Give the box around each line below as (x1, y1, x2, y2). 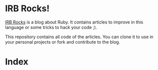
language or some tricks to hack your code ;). (5, 24, 97, 30)
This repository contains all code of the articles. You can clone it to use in (5, 34, 154, 40)
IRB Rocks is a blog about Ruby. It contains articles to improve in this (5, 19, 143, 25)
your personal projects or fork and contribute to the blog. (5, 39, 120, 45)
